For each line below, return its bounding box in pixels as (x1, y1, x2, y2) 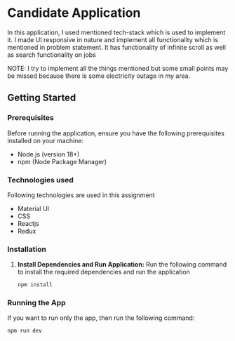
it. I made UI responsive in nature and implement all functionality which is (7, 35, 219, 44)
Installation (7, 244, 47, 254)
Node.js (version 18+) (17, 149, 80, 159)
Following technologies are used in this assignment (7, 191, 156, 199)
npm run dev (7, 328, 42, 335)
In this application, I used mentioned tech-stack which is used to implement (7, 28, 226, 36)
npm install (17, 281, 53, 288)
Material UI (17, 204, 50, 213)
